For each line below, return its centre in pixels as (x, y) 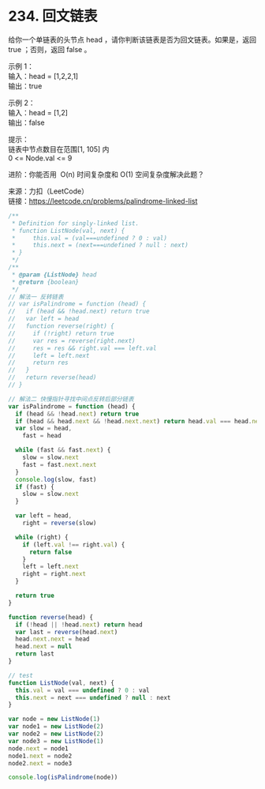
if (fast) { (35, 487)
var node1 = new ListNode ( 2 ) (56, 727)
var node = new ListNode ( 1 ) (54, 719)
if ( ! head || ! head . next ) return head (79, 625)
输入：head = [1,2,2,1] (43, 76)
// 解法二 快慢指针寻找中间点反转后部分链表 (71, 399)
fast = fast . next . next (60, 464)
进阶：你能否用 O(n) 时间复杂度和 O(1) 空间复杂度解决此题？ (106, 174)
